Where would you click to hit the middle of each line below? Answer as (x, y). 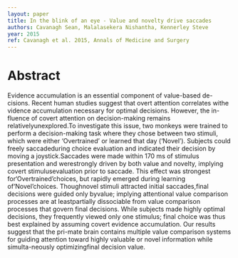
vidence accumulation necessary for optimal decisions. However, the (109, 110)
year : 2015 (24, 34)
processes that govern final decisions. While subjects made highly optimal (117, 209)
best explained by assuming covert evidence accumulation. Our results (112, 225)
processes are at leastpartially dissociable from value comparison (104, 202)
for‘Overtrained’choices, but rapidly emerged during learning (97, 179)
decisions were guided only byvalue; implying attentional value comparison (118, 194)
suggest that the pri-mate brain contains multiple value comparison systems (119, 232)
